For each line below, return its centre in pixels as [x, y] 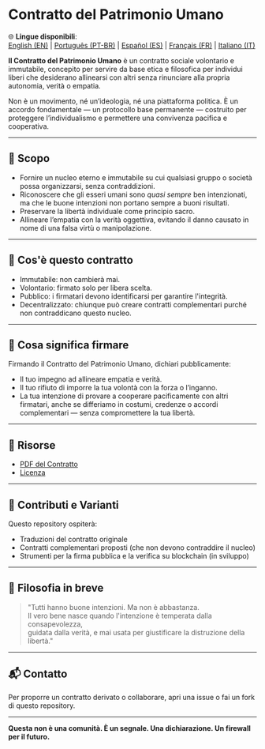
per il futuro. [29, 736]
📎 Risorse [32, 445]
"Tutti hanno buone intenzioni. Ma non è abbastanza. [113, 607]
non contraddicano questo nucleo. [75, 313]
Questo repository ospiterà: [52, 524]
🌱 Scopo [29, 158]
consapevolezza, [55, 624]
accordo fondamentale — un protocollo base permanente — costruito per [127, 109]
